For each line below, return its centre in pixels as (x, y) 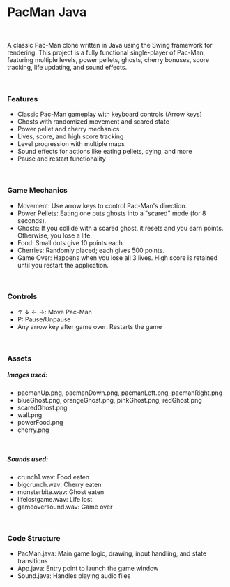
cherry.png (33, 430)
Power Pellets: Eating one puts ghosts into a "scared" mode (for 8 (112, 213)
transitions (32, 560)
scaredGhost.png (42, 407)
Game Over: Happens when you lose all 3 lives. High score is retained (117, 258)
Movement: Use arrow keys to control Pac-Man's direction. (102, 205)
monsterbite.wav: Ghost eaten (61, 492)
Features (23, 99)
